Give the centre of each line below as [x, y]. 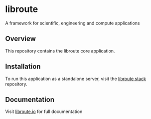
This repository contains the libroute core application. [60, 50]
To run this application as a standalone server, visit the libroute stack [75, 78]
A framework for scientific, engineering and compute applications [73, 23]
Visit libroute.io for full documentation [44, 111]
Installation [23, 67]
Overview [21, 39]
